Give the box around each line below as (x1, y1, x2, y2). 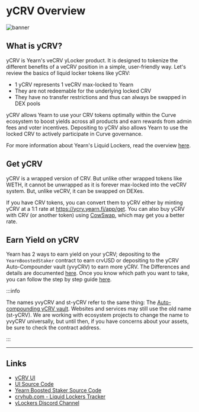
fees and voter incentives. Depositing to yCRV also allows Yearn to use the (6, 123, 188, 131)
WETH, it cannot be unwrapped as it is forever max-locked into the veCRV (6, 181, 187, 188)
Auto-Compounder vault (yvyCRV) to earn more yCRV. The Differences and (6, 263, 190, 271)
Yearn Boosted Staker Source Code (14, 387, 102, 394)
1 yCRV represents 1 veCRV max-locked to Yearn (14, 81, 134, 88)
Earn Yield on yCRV (6, 234, 79, 245)
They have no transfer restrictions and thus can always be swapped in (14, 93, 187, 100)
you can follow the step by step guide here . (6, 276, 112, 283)
